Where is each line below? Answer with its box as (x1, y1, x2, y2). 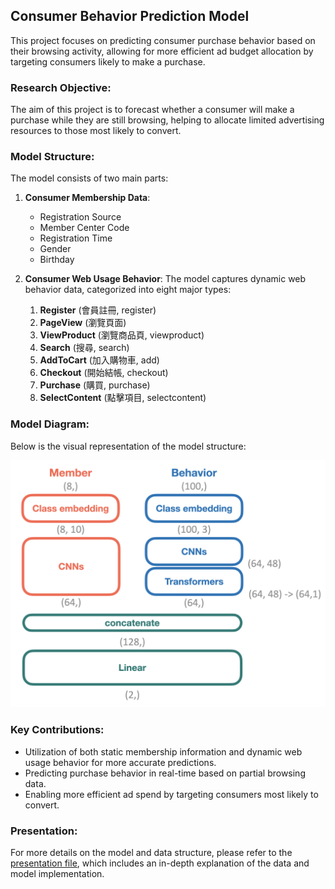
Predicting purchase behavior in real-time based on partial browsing (24, 767, 306, 779)
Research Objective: (10, 80, 112, 94)
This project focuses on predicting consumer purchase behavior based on (10, 34, 316, 46)
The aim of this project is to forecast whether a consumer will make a (10, 104, 295, 116)
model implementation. (10, 868, 105, 880)
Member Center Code (39, 222, 130, 234)
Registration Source (39, 211, 122, 223)
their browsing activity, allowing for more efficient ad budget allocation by (10, 45, 314, 57)
